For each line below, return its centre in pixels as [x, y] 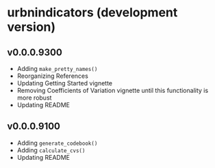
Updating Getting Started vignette [65, 83]
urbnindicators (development [92, 13]
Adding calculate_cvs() [51, 150]
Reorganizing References [53, 76]
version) [31, 27]
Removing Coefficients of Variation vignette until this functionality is [113, 90]
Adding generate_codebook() [57, 143]
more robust [34, 98]
